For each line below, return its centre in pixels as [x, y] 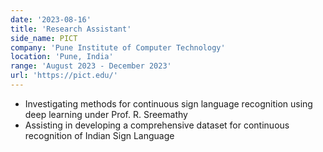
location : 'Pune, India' [62, 57]
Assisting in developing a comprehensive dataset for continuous [157, 125]
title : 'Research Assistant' [71, 29]
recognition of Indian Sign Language [99, 135]
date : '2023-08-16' [51, 19]
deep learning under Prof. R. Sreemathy [106, 114]
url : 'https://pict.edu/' [64, 76]
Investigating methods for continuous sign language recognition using [168, 103]
